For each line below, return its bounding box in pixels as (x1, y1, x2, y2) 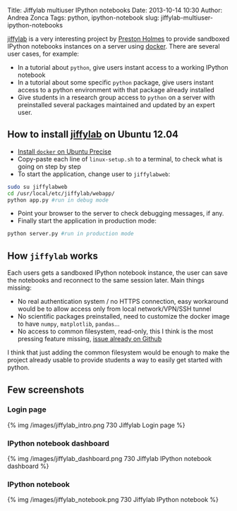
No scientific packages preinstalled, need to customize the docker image (17, 312, 230, 321)
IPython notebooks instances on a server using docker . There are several (7, 42, 220, 50)
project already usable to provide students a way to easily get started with (7, 356, 223, 364)
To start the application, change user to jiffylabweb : (17, 169, 171, 178)
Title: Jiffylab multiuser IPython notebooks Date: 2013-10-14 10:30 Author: (7, 6, 223, 14)
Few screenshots (7, 383, 85, 395)
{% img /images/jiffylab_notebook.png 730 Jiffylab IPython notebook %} (7, 495, 219, 504)
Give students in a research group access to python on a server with (17, 93, 216, 101)
